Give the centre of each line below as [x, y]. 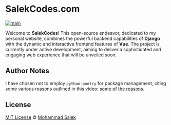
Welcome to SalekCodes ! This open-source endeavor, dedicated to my [81, 33]
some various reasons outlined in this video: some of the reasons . [75, 89]
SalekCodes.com [43, 9]
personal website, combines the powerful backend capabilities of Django [83, 38]
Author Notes [27, 71]
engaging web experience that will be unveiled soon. [61, 55]
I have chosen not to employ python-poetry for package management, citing [86, 83]
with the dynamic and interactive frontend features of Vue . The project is [83, 44]
